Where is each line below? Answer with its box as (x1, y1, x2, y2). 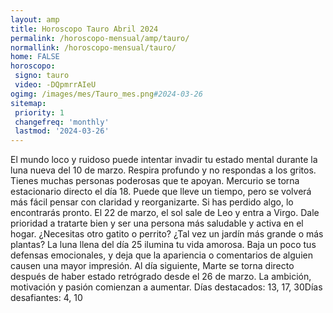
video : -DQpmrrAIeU (14, 80, 97, 90)
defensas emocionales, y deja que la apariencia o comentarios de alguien (10, 249, 313, 261)
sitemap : (10, 98, 47, 108)
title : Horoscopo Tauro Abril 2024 (10, 24, 159, 34)
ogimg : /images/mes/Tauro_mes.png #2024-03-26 (10, 89, 203, 99)
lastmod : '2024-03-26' (14, 126, 110, 136)
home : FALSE (10, 52, 60, 62)
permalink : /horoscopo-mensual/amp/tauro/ (10, 33, 190, 43)
